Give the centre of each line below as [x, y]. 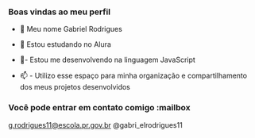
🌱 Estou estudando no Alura [65, 44]
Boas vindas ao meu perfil [60, 12]
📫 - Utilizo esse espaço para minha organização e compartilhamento [133, 76]
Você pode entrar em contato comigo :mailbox [99, 108]
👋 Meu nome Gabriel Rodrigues [71, 29]
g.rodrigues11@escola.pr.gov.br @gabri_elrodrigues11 [95, 125]
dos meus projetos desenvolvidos [75, 87]
